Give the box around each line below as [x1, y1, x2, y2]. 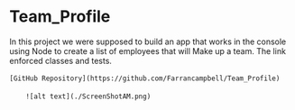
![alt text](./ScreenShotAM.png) [25, 92, 152, 101]
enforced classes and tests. [9, 55, 113, 66]
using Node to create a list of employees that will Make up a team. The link [9, 45, 287, 56]
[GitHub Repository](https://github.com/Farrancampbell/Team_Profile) [9, 74, 281, 83]
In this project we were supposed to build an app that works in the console [9, 36, 287, 47]
